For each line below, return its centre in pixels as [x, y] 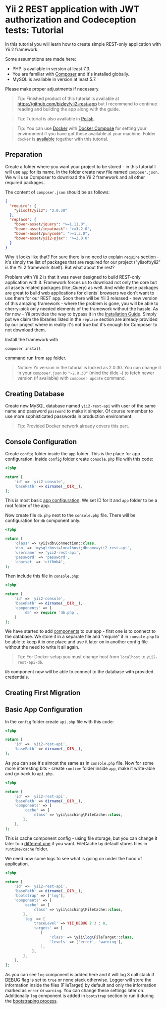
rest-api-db [29, 663]
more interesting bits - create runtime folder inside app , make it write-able [80, 768]
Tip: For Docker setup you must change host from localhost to [81, 657]
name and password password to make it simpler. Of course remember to [79, 411]
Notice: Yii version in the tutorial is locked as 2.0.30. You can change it [89, 368]
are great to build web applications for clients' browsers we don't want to [80, 293]
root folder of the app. [28, 505]
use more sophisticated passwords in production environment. [69, 416]
